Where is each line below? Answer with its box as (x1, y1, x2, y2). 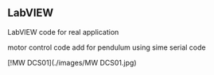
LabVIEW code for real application (7, 27, 119, 36)
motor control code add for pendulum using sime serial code (7, 43, 206, 52)
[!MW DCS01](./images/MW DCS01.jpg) (7, 58, 137, 67)
